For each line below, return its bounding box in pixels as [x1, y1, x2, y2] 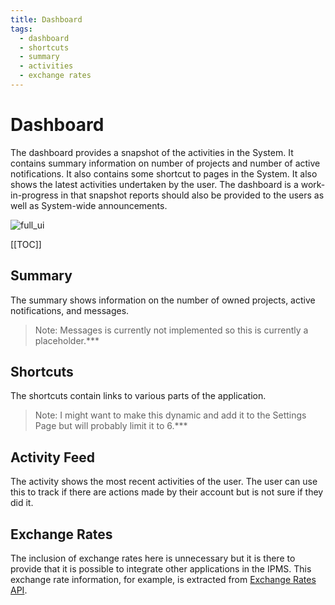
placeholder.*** [34, 334, 100, 346]
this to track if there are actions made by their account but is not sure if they [10, 486, 324, 498]
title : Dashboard [10, 14, 83, 25]
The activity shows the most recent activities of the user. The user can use [10, 476, 318, 488]
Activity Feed [10, 449, 95, 466]
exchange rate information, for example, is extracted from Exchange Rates [10, 574, 317, 586]
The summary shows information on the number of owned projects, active [10, 294, 316, 306]
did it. [10, 497, 34, 509]
